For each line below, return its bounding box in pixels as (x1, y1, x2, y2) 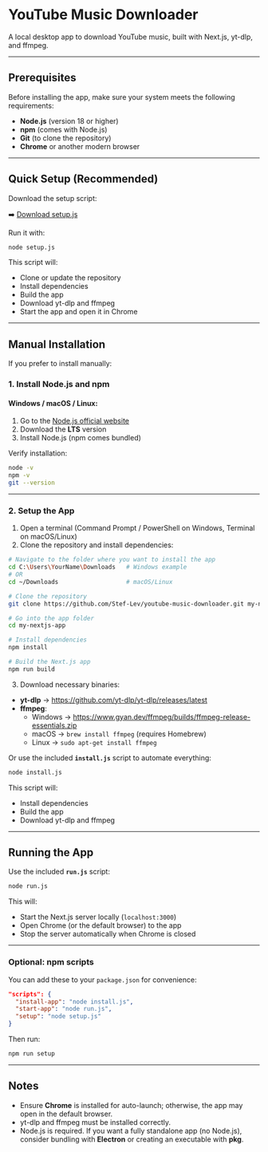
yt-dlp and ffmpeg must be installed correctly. (19, 1117, 171, 1126)
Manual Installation (8, 337, 106, 351)
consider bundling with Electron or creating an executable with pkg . (19, 1134, 244, 1144)
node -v (8, 464, 34, 472)
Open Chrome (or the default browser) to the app (19, 921, 182, 930)
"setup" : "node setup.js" (15, 1012, 102, 1020)
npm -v (8, 471, 30, 479)
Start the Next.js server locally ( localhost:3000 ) (19, 912, 177, 922)
